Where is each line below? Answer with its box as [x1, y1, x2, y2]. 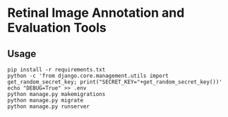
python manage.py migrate [7, 97, 83, 104]
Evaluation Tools [7, 20, 107, 36]
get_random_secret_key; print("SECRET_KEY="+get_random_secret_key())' [7, 78, 222, 85]
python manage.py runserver [7, 103, 90, 110]
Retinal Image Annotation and [7, 5, 185, 21]
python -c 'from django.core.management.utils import [7, 72, 169, 79]
